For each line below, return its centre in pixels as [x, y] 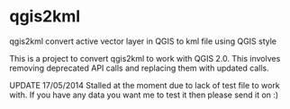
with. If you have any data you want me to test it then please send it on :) [144, 95]
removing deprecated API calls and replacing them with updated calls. [139, 68]
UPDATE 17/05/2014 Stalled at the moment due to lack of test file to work [145, 85]
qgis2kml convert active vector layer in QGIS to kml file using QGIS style [143, 41]
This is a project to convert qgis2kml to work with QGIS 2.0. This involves [145, 58]
